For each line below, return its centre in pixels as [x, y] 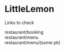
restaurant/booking [24, 32]
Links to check [19, 23]
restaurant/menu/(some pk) [32, 42]
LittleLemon [30, 9]
